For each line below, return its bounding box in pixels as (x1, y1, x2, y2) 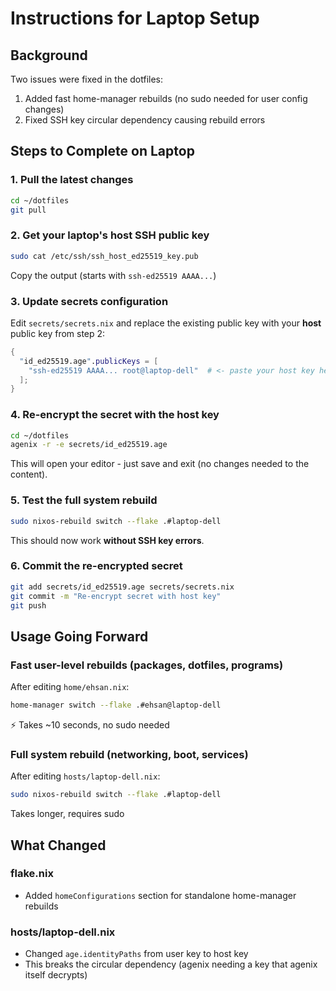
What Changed (10, 837, 107, 854)
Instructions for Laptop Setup (10, 7, 260, 30)
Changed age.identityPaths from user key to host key (24, 948, 249, 960)
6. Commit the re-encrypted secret (10, 559, 183, 573)
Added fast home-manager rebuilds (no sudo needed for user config (24, 93, 308, 104)
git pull (10, 205, 47, 215)
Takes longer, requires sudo (10, 808, 125, 820)
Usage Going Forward (10, 628, 149, 645)
